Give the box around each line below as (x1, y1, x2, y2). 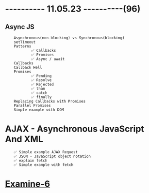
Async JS (5, 23, 35, 31)
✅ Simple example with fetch (14, 162, 74, 167)
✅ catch (31, 90, 48, 95)
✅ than (31, 86, 45, 91)
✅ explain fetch (14, 158, 48, 163)
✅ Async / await (31, 57, 65, 61)
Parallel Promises (14, 103, 51, 108)
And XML (5, 134, 44, 145)
